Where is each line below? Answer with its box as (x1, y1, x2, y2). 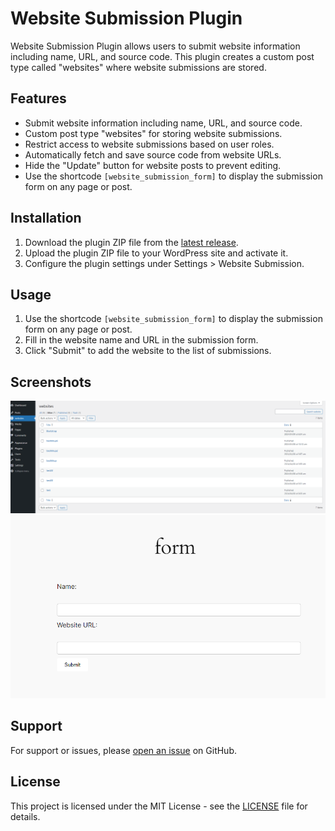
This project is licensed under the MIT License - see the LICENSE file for (10, 800, 308, 812)
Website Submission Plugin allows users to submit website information (10, 40, 301, 52)
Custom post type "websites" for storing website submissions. (24, 127, 283, 139)
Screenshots (10, 373, 92, 391)
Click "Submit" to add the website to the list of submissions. (24, 345, 272, 357)
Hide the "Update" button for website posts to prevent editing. (24, 159, 282, 171)
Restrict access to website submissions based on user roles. (24, 138, 275, 150)
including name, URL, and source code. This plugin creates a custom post (10, 50, 315, 62)
